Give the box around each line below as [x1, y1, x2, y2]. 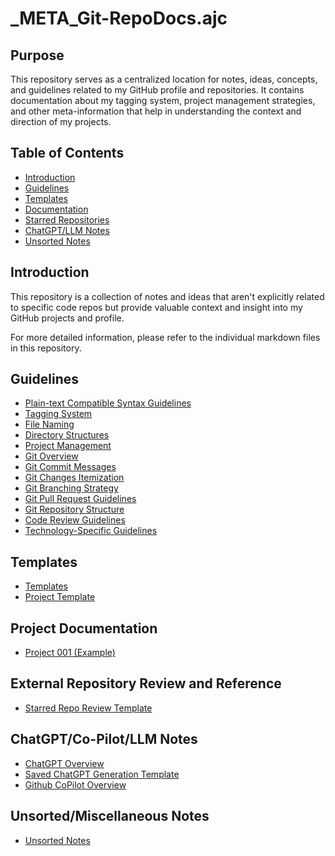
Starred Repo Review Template [24, 702, 153, 714]
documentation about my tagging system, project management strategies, [10, 95, 316, 106]
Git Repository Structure [24, 503, 125, 516]
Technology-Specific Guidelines [24, 525, 158, 537]
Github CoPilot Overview [24, 778, 127, 791]
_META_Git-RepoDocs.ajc [10, 7, 228, 30]
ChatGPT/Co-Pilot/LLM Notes [10, 731, 198, 748]
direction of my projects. [10, 116, 112, 127]
